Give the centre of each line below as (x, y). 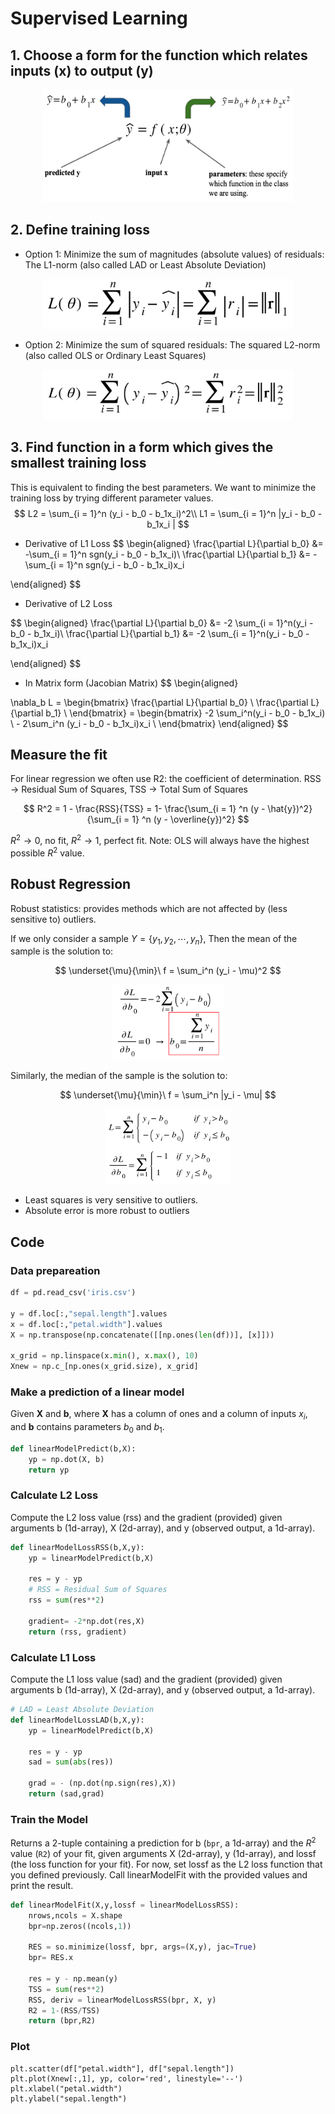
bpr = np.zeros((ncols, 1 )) (80, 1926)
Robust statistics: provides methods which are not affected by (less (149, 908)
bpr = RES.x (51, 1958)
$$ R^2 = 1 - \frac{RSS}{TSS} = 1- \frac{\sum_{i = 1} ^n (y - (144, 809)
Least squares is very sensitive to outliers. (111, 1200)
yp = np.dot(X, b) (66, 1459)
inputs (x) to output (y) (82, 70)
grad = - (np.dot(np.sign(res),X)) (102, 1783)
